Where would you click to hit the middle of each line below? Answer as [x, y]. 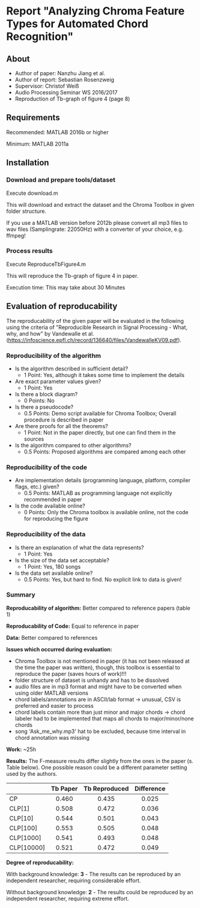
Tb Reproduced [106, 788]
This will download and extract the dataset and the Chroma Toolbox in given [100, 204]
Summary [21, 595]
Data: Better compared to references [52, 637]
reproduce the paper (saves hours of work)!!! [71, 673]
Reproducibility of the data [46, 535]
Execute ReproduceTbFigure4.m [46, 264]
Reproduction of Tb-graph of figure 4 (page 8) [72, 99]
